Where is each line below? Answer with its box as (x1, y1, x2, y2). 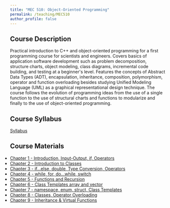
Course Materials (10, 142, 65, 151)
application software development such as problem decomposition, (10, 58, 147, 64)
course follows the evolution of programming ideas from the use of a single (10, 90, 163, 96)
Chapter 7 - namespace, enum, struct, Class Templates (10, 186, 122, 193)
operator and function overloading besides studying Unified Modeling (10, 80, 152, 85)
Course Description (10, 35, 71, 43)
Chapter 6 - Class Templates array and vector (10, 181, 103, 187)
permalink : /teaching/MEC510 (10, 12, 70, 17)
